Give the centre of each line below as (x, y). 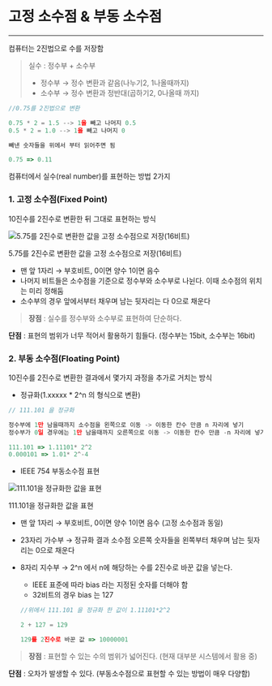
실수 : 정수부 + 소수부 (62, 65)
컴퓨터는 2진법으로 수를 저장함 (56, 48)
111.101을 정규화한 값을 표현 (51, 506)
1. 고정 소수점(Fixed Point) (58, 200)
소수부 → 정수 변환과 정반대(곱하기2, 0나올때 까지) (120, 93)
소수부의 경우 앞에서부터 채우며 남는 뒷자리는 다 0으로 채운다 (115, 300)
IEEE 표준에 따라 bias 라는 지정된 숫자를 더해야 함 (110, 585)
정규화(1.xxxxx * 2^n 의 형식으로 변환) (80, 395)
